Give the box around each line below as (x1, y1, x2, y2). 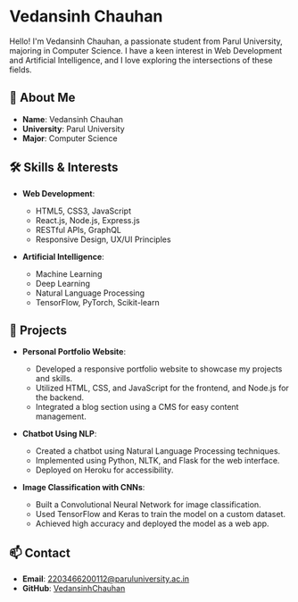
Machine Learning (35, 268, 103, 279)
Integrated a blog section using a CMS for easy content (35, 402, 239, 413)
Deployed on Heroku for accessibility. (35, 464, 174, 475)
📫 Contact (9, 545, 71, 560)
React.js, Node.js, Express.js (35, 214, 140, 225)
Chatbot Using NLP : (21, 429, 97, 439)
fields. (9, 64, 33, 75)
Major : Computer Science (21, 132, 118, 144)
